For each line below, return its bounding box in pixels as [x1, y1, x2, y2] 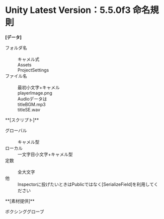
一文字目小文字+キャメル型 [17, 151, 73, 157]
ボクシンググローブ [5, 209, 44, 215]
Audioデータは [17, 96, 47, 102]
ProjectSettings [17, 67, 49, 73]
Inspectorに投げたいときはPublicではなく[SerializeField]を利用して [17, 181, 154, 187]
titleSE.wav [17, 107, 41, 112]
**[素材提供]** [5, 198, 35, 204]
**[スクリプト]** [5, 117, 39, 123]
